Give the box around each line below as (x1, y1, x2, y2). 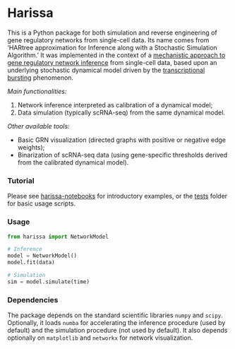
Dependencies (7, 295, 59, 304)
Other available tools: (7, 122, 70, 130)
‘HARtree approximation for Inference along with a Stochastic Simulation (7, 43, 217, 52)
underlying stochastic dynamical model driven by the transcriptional (7, 66, 205, 74)
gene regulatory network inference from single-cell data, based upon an (7, 58, 217, 66)
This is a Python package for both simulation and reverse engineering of (7, 28, 217, 37)
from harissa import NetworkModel (7, 233, 109, 240)
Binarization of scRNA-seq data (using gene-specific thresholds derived (17, 150, 228, 159)
